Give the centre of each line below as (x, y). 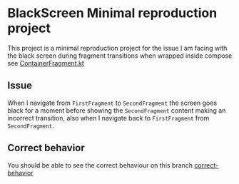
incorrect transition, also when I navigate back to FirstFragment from (108, 118)
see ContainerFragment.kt (46, 63)
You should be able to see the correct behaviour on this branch (100, 165)
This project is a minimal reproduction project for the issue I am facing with (117, 48)
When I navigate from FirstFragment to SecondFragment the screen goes (112, 103)
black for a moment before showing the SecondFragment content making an (117, 110)
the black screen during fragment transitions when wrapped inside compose (120, 56)
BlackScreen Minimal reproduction (112, 13)
